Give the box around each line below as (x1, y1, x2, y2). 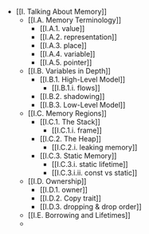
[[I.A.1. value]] (39, 24, 85, 33)
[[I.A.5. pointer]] (39, 58, 92, 67)
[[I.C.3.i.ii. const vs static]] (51, 168, 138, 177)
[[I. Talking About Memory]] (15, 7, 108, 16)
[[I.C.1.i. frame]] (51, 125, 102, 135)
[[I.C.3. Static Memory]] (39, 151, 117, 161)
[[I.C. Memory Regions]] (27, 109, 108, 118)
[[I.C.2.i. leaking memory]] (51, 143, 138, 152)
